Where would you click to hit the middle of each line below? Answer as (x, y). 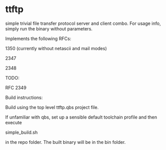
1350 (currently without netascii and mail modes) (56, 48)
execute (14, 122)
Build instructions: (24, 97)
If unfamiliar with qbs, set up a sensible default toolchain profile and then (81, 117)
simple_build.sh (22, 132)
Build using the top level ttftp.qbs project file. (52, 107)
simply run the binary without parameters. (49, 28)
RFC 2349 (16, 88)
